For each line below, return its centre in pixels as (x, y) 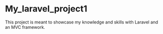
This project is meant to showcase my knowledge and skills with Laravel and (81, 22)
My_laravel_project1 (46, 9)
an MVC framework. (25, 27)
